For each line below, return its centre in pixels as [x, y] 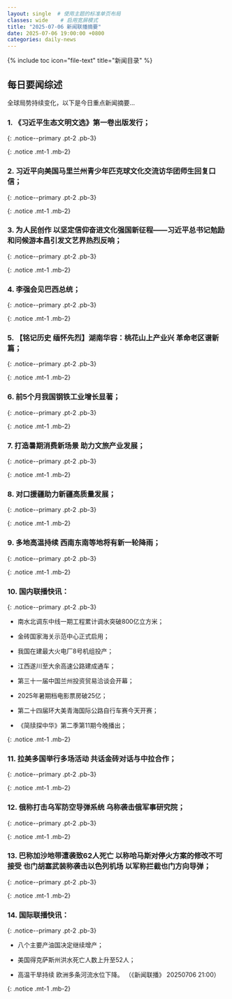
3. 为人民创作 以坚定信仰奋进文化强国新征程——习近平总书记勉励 [116, 230]
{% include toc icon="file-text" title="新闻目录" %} [80, 61]
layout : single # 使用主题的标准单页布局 [64, 14]
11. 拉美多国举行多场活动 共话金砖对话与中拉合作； [92, 759]
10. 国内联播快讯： [38, 591]
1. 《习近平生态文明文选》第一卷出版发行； [79, 122]
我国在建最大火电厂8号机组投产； [65, 651]
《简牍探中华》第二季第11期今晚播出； [72, 725]
